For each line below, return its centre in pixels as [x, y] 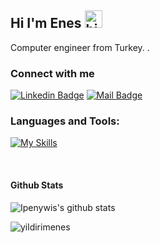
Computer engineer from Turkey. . [80, 47]
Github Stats [37, 185]
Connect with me [52, 73]
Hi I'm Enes [46, 23]
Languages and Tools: [65, 121]
